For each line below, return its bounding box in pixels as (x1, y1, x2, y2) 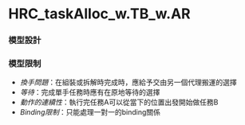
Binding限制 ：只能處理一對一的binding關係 (19, 107, 161, 117)
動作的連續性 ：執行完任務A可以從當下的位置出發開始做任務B (19, 97, 219, 107)
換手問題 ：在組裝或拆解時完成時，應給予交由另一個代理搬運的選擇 (19, 77, 237, 88)
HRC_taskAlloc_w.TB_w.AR (8, 5, 191, 23)
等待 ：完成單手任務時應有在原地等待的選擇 (19, 88, 160, 97)
